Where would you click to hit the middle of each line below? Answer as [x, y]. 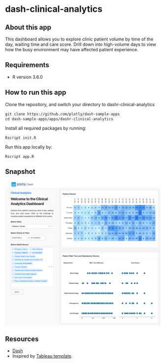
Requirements [27, 65]
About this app [28, 27]
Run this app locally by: [29, 147]
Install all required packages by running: [46, 128]
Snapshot [20, 172]
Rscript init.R [21, 138]
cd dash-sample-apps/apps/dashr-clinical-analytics [59, 119]
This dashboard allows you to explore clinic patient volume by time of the [79, 39]
